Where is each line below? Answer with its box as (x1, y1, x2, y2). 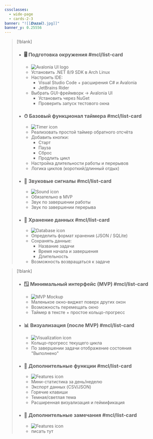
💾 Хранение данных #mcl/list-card (23, 216, 110, 223)
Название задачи (38, 243, 75, 249)
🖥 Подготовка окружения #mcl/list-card (23, 51, 123, 58)
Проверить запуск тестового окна (38, 101, 110, 107)
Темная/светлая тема (31, 395, 76, 400)
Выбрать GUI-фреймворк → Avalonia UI (31, 90, 113, 96)
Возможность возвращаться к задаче (31, 259, 110, 264)
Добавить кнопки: (31, 134, 69, 140)
